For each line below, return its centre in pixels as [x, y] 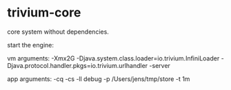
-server [160, 65]
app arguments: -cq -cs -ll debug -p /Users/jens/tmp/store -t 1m [99, 79]
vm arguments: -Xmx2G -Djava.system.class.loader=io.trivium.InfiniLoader [113, 58]
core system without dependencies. [58, 32]
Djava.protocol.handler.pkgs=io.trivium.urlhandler [78, 65]
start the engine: [30, 45]
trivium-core [44, 13]
